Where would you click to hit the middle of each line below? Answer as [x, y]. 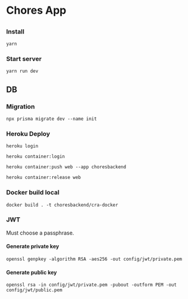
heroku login [22, 146]
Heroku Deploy [28, 134]
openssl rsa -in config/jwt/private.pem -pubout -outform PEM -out [92, 285]
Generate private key [33, 246]
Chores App [36, 10]
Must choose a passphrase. [40, 233]
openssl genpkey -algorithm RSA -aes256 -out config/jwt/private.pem [94, 259]
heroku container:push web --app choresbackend [66, 167]
